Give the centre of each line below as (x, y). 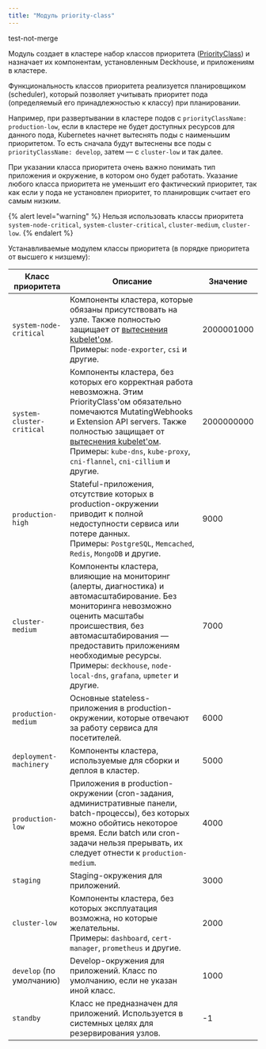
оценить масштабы (107, 615)
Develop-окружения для (117, 960)
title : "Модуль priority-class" (61, 15)
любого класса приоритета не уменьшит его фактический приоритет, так (133, 184)
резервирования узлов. (115, 1033)
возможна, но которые (114, 918)
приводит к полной (107, 514)
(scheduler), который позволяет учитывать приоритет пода (108, 94)
